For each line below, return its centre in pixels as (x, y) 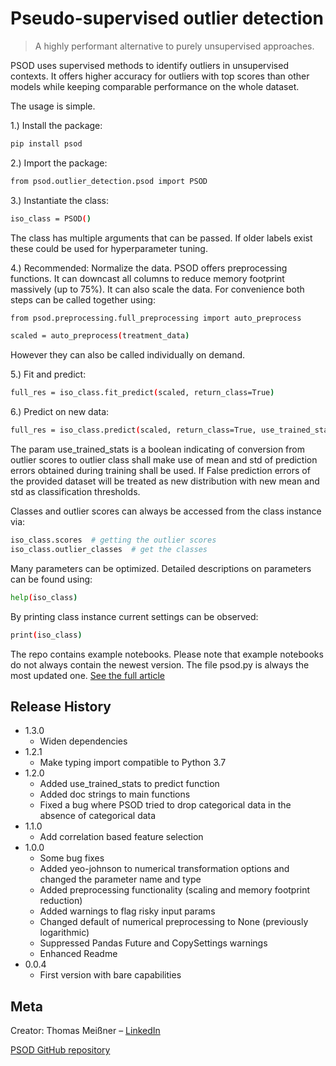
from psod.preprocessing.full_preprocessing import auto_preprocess (156, 318)
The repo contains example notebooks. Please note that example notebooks (167, 654)
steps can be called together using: (83, 299)
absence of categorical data (98, 816)
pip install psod (46, 143)
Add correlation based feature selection (121, 837)
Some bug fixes (72, 858)
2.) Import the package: (59, 163)
